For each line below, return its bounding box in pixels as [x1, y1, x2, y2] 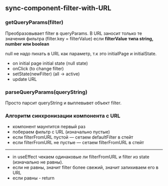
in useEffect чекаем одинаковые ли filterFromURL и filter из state [12, 154, 149, 160]
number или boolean [5, 41, 49, 47]
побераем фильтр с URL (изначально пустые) [12, 129, 110, 135]
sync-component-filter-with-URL [5, 4, 111, 12]
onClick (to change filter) [12, 65, 64, 71]
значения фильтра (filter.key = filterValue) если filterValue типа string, [5, 35, 153, 41]
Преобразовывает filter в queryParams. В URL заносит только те [5, 30, 142, 36]
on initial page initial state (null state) [12, 60, 88, 66]
